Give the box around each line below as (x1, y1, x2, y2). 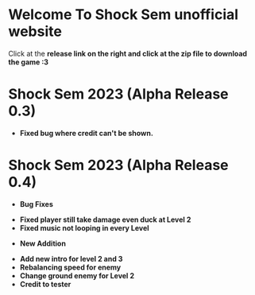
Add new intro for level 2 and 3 (19, 254, 123, 263)
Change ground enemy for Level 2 (19, 270, 135, 280)
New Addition (19, 239, 66, 248)
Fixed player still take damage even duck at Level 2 (19, 215, 191, 224)
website (8, 22, 62, 41)
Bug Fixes (19, 199, 53, 208)
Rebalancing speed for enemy (19, 262, 122, 272)
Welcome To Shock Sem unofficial (8, 6, 239, 24)
